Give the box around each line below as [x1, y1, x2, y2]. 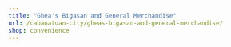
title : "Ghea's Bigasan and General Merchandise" [8, 11, 177, 20]
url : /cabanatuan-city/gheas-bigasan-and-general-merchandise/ [8, 19, 224, 27]
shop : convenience [8, 26, 70, 34]
